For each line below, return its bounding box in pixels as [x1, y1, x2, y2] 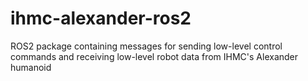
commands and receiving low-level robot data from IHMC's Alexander [10, 50, 299, 62]
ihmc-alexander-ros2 [10, 7, 192, 30]
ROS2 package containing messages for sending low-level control [10, 40, 283, 52]
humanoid [10, 61, 52, 73]
